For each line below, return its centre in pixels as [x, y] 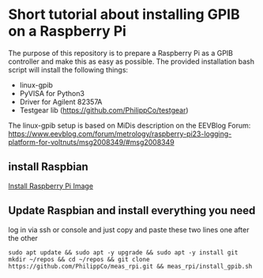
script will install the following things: [68, 69]
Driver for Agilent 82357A [61, 102]
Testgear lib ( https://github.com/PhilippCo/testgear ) [104, 110]
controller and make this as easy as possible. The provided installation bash [131, 61]
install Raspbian [48, 167]
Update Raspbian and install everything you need [132, 211]
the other [23, 238]
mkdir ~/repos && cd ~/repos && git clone [79, 259]
